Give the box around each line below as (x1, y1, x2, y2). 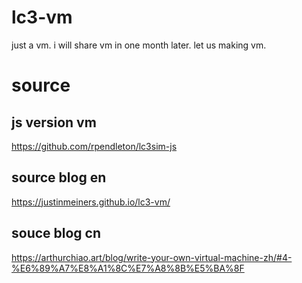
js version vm (11, 114, 97, 131)
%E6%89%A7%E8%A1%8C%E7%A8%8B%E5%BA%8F (11, 262, 245, 274)
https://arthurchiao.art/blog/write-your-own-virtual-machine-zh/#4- (11, 251, 293, 263)
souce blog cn (11, 225, 102, 242)
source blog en (11, 169, 107, 186)
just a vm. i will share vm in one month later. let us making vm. (11, 39, 267, 51)
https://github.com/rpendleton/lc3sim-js (11, 140, 178, 152)
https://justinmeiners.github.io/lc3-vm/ (11, 196, 171, 208)
